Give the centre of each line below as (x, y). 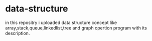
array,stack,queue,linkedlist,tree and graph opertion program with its (76, 27)
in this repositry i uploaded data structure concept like (61, 22)
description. (18, 33)
